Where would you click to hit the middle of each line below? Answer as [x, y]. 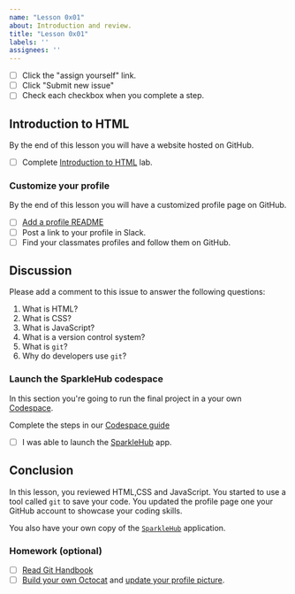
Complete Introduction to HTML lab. [87, 162]
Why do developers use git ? [74, 356]
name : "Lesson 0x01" [47, 17]
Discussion [41, 271]
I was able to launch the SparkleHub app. [97, 442]
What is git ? [45, 347]
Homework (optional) [56, 551]
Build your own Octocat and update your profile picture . [123, 580]
